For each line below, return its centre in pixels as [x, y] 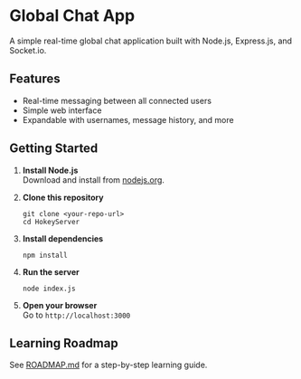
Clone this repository [63, 197]
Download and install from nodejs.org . [94, 180]
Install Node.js [50, 170]
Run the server [51, 271]
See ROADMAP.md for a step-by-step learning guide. [108, 365]
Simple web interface [62, 110]
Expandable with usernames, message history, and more [128, 119]
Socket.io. [28, 50]
